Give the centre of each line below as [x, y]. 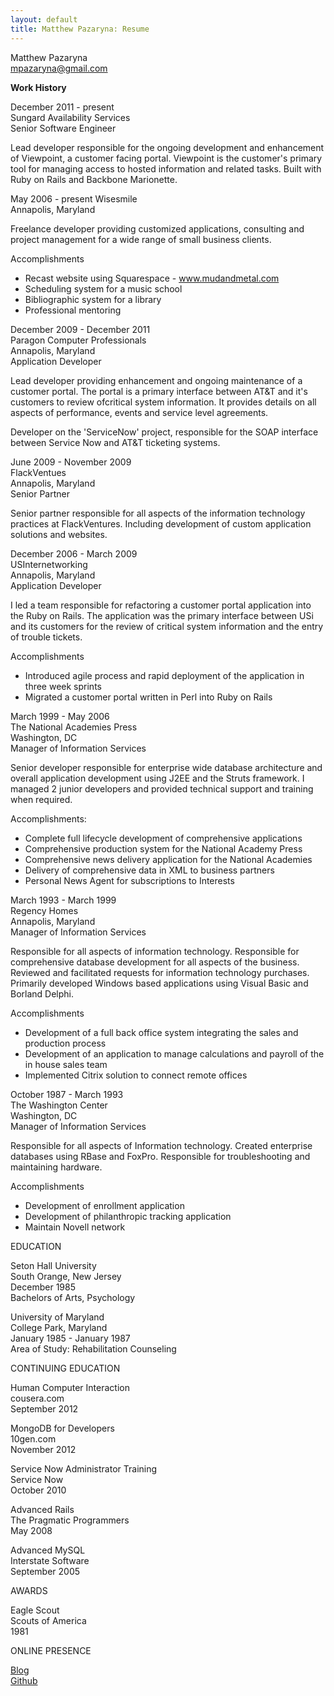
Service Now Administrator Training [84, 1468]
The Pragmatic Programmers [70, 1520]
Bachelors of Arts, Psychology [73, 1297]
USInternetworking [49, 564]
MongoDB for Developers [62, 1428]
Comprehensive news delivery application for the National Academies [168, 859]
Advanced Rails [42, 1509]
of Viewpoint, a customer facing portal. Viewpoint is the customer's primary [166, 158]
